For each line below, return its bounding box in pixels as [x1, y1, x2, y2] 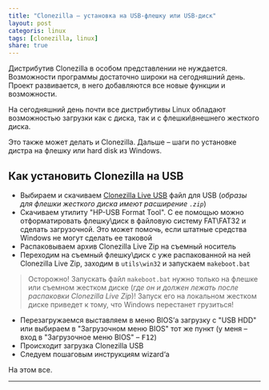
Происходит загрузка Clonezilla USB [19, 340, 144, 350]
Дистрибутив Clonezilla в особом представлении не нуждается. [8, 63, 228, 73]
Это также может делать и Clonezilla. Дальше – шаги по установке [8, 137, 237, 147]
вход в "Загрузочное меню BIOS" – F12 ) [19, 332, 158, 342]
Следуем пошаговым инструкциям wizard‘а [19, 349, 170, 359]
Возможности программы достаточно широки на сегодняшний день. [8, 72, 246, 82]
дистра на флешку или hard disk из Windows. [8, 146, 163, 156]
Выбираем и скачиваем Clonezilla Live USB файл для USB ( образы [19, 190, 247, 200]
